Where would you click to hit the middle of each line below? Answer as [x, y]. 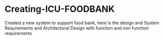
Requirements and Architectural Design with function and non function [77, 28]
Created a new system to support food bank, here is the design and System [82, 23]
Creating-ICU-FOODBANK [60, 9]
